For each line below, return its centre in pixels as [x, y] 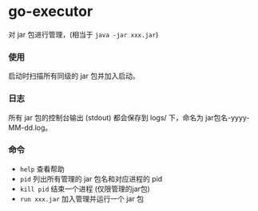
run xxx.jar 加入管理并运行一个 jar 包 [81, 198]
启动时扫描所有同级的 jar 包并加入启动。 [74, 76]
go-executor [51, 12]
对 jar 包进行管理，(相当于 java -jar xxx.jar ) [83, 34]
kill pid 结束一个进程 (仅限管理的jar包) [85, 189]
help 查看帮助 [42, 169]
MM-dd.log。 [30, 127]
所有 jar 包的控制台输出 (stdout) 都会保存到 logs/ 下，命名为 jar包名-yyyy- [129, 117]
